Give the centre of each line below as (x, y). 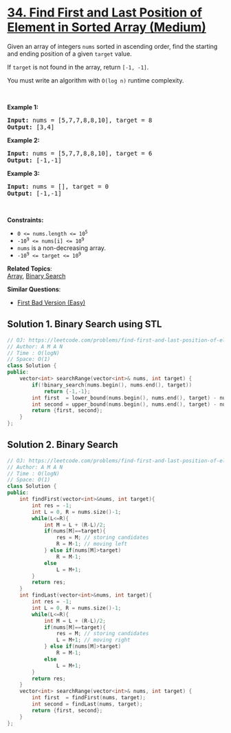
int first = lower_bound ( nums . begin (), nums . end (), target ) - (124, 398)
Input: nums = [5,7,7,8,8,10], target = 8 (80, 120)
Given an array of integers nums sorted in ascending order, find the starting (112, 46)
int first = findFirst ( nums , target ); (89, 698)
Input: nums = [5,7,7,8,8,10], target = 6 (80, 153)
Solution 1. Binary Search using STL (85, 324)
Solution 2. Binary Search (63, 445)
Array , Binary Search (36, 276)
